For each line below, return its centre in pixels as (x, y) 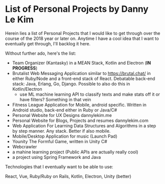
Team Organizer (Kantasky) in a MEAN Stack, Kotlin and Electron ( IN (82, 63)
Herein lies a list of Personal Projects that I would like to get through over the (83, 33)
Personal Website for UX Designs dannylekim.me (62, 115)
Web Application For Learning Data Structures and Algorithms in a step (84, 126)
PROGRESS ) (25, 68)
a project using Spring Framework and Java (56, 157)
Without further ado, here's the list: (41, 53)
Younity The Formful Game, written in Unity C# (60, 141)
